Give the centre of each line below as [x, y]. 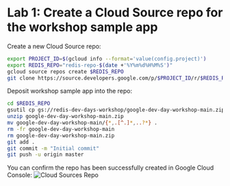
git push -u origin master [46, 155]
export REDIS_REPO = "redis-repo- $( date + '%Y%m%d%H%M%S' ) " [90, 65]
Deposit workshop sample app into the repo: [69, 91]
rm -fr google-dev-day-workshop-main [61, 129]
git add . [21, 142]
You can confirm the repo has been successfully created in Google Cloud [111, 168]
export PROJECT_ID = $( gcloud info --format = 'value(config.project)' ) [107, 59]
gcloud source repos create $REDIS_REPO [66, 71]
